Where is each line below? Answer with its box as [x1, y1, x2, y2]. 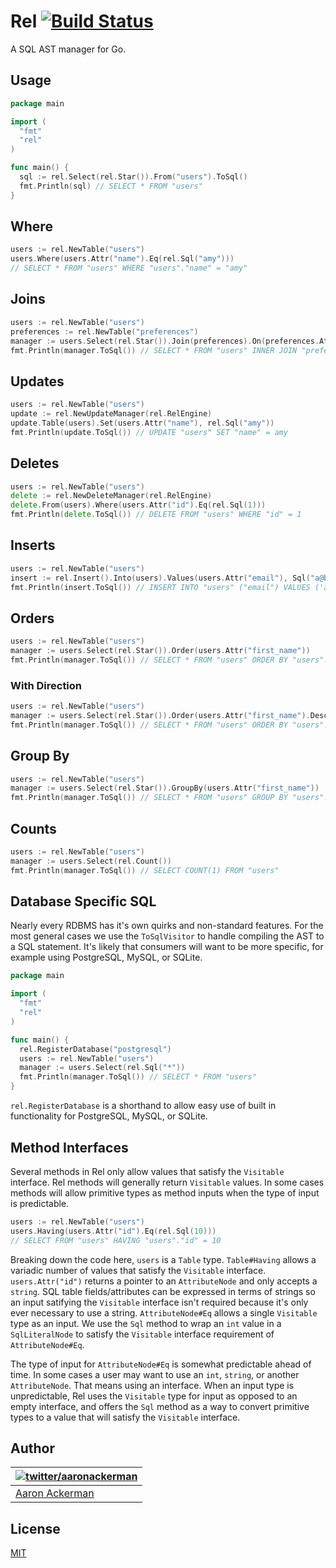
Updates [10, 373, 65, 390]
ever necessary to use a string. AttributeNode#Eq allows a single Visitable [10, 1306, 318, 1319]
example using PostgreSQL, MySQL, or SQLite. [10, 951, 203, 964]
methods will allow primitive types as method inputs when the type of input [10, 1186, 320, 1199]
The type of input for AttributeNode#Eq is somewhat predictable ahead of [10, 1358, 312, 1370]
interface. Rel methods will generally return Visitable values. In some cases [10, 1176, 325, 1188]
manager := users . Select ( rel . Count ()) [10, 856, 172, 866]
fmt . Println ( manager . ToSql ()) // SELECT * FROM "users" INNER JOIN [10, 345, 298, 355]
